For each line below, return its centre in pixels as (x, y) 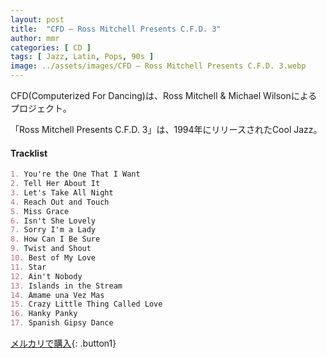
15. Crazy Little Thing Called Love (86, 304)
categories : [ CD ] (51, 47)
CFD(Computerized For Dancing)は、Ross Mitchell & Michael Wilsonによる (164, 95)
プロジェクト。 (41, 108)
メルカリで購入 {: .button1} (63, 343)
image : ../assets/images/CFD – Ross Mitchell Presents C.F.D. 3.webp (158, 66)
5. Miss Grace (40, 211)
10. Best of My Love (53, 258)
